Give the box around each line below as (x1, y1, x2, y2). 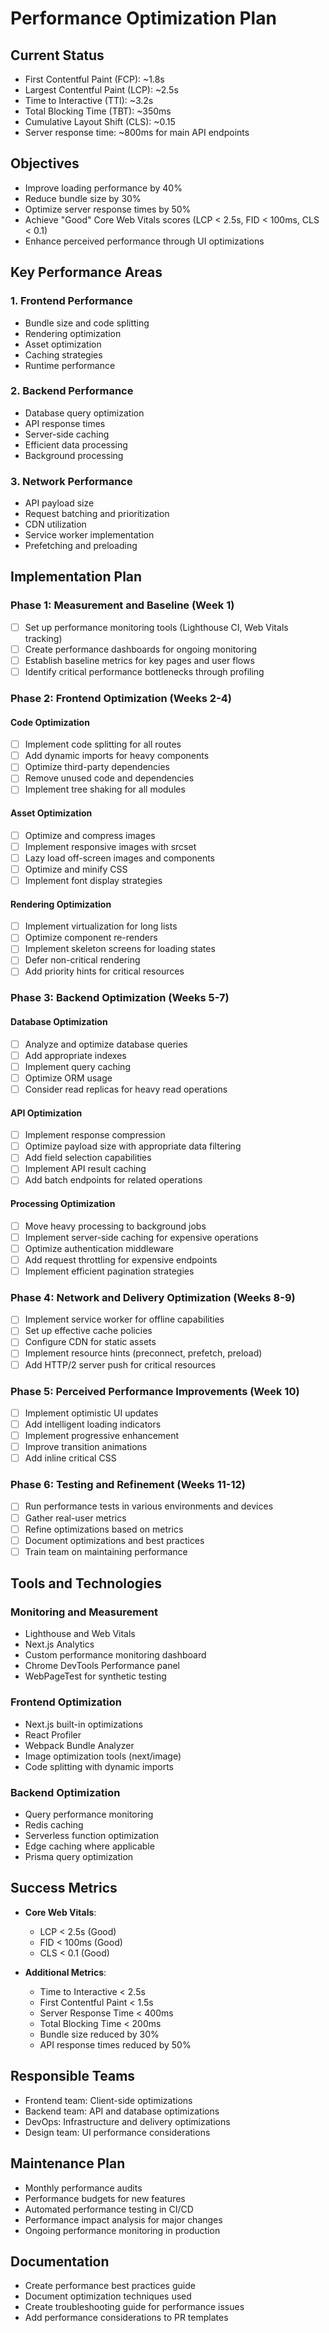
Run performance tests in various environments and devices (24, 1500, 274, 1512)
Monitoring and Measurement (10, 1605, 159, 1619)
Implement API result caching (24, 1163, 147, 1175)
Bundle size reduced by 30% (39, 2028, 160, 2040)
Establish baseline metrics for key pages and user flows (24, 654, 255, 666)
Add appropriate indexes (24, 1049, 127, 1061)
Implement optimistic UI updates (24, 1407, 159, 1419)
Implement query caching (24, 1060, 131, 1072)
